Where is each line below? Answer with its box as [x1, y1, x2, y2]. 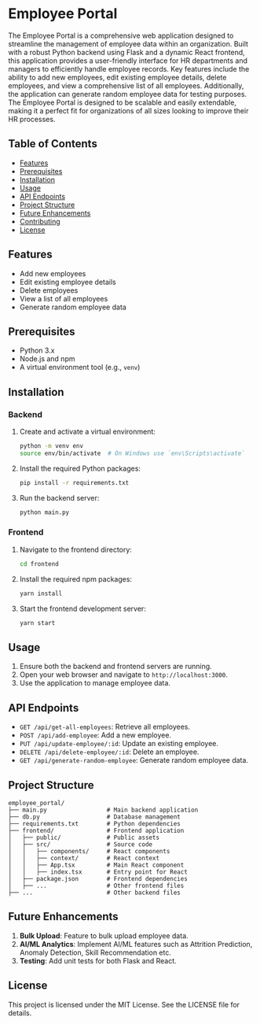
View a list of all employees [19, 294, 108, 303]
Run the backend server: [19, 493, 100, 502]
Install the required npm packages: [19, 574, 132, 583]
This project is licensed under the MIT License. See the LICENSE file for [8, 1000, 240, 1009]
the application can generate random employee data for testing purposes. [8, 89, 247, 98]
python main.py [19, 508, 70, 516]
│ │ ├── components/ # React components [8, 847, 170, 855]
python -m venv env [19, 442, 84, 450]
